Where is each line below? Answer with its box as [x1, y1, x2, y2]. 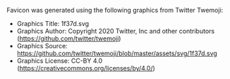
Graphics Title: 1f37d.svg [16, 20, 90, 27]
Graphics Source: [16, 42, 68, 50]
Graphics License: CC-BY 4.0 [16, 57, 103, 65]
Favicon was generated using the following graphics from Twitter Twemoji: [6, 6, 224, 14]
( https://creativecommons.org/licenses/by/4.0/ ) [16, 64, 156, 72]
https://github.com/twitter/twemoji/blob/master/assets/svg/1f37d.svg [16, 49, 218, 57]
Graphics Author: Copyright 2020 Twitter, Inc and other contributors [16, 27, 215, 35]
